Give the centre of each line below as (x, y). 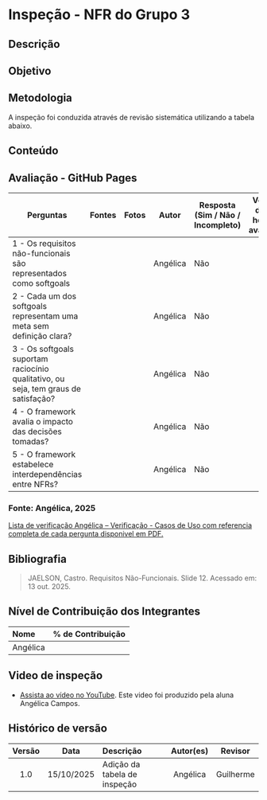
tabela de (120, 774)
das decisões (37, 431)
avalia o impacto (43, 421)
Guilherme (235, 774)
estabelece (33, 464)
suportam (30, 358)
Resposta (217, 205)
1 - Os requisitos (44, 243)
